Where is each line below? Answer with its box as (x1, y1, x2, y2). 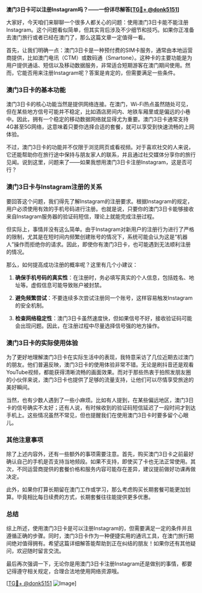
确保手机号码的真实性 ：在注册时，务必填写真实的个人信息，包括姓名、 (14, 274, 189, 281)
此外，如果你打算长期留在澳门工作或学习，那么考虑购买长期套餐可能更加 (6, 486, 185, 493)
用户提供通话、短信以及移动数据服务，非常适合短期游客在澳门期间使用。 (6, 62, 185, 69)
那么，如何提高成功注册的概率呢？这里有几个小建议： (6, 261, 138, 268)
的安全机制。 (14, 302, 47, 309)
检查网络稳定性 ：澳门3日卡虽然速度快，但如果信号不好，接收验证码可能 (14, 314, 192, 322)
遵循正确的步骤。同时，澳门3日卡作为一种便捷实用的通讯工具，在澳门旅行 (6, 532, 189, 539)
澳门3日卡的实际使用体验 (6, 338, 78, 347)
